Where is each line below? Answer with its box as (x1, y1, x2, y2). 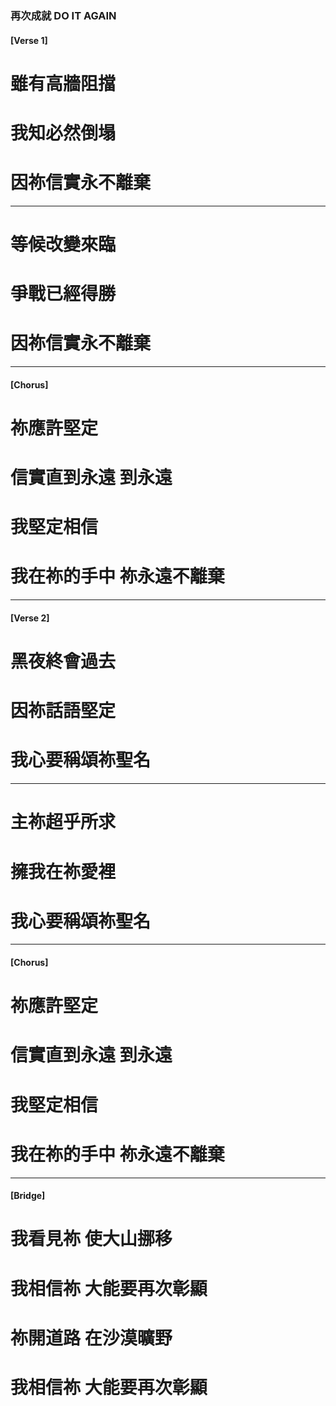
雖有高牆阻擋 (10, 72, 117, 95)
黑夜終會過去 (10, 650, 117, 673)
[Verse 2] (10, 612, 50, 624)
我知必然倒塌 (10, 122, 117, 144)
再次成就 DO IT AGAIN (10, 8, 117, 22)
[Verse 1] (10, 34, 48, 46)
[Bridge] (10, 1190, 46, 1202)
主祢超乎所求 (10, 811, 117, 834)
